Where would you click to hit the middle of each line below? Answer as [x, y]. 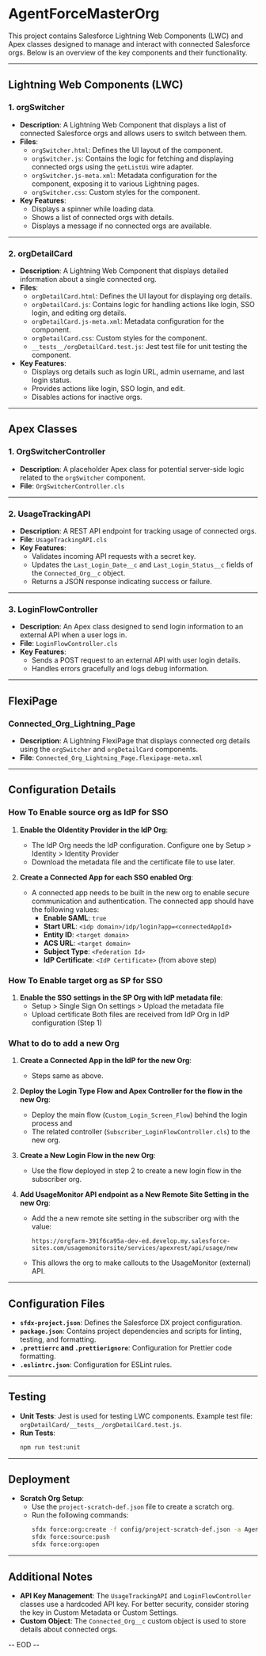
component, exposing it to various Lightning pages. [115, 184]
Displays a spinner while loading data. [93, 209]
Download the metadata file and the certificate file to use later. [133, 862]
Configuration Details [62, 790]
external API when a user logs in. [73, 635]
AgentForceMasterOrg [84, 14]
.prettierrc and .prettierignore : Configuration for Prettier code [125, 1347]
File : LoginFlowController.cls [68, 644]
